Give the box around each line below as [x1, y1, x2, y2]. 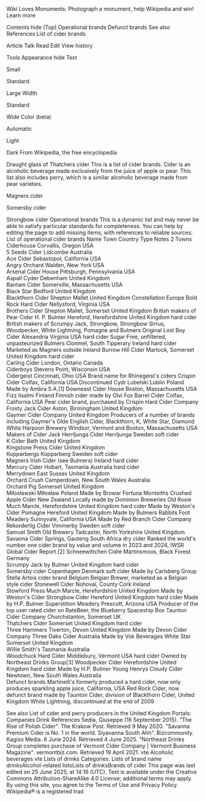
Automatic [6, 125, 32, 132]
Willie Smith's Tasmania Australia [6, 646, 90, 653]
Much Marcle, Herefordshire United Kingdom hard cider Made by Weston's [6, 503, 195, 509]
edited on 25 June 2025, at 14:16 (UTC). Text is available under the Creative [6, 769, 197, 775]
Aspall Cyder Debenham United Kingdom [6, 275, 110, 281]
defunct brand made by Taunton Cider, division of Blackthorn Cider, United [6, 691, 195, 698]
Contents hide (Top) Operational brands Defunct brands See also [6, 24, 170, 31]
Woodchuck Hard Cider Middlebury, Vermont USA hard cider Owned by [6, 652, 187, 659]
